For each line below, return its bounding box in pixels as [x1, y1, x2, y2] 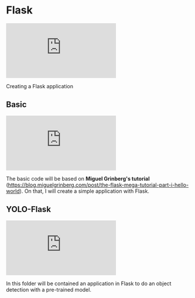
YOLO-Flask [6, 205, 52, 214]
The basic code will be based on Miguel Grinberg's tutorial [6, 175, 150, 182]
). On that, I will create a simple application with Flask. [19, 188, 149, 195]
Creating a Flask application [6, 82, 73, 89]
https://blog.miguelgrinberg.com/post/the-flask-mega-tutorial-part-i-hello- [8, 181, 189, 188]
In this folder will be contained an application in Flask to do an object [6, 280, 172, 287]
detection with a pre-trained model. [6, 286, 92, 293]
